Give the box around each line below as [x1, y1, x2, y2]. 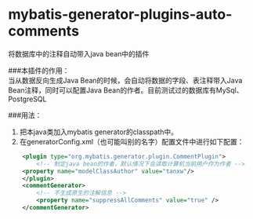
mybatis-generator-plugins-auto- [8, 5, 233, 24]
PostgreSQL [8, 94, 47, 104]
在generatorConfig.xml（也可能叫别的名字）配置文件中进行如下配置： [19, 137, 244, 146]
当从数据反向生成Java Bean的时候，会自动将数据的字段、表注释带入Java [8, 75, 243, 85]
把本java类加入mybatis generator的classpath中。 [19, 127, 179, 137]
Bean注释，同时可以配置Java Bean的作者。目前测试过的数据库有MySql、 [8, 85, 244, 95]
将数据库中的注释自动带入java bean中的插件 [8, 49, 150, 58]
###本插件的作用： [8, 65, 70, 75]
